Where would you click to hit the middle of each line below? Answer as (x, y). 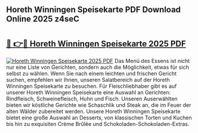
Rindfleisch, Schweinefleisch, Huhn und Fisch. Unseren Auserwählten (92, 99)
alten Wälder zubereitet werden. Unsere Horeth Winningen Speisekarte (93, 111)
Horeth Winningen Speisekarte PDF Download (93, 10)
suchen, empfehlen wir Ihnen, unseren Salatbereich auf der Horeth (88, 80)
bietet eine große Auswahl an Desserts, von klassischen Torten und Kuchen (99, 118)
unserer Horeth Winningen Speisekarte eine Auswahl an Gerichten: (89, 92)
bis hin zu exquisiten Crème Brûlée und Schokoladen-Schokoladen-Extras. (98, 124)
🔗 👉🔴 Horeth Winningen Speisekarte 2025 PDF (96, 44)
